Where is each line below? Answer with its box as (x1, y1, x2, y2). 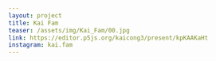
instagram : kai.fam (8, 41, 73, 49)
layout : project (8, 11, 62, 20)
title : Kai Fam (8, 19, 59, 27)
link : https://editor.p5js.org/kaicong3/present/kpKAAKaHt (8, 33, 209, 42)
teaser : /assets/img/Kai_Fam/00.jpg (8, 26, 130, 34)
